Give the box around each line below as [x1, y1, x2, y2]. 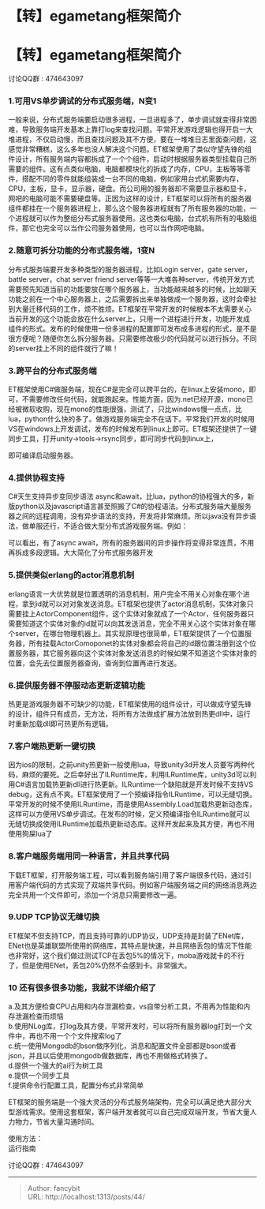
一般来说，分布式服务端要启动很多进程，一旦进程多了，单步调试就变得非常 [8, 115, 250, 125]
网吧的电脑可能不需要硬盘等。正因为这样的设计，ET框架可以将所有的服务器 [8, 194, 252, 204]
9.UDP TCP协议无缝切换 [8, 911, 100, 923]
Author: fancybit [27, 1184, 80, 1193]
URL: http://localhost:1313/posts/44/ [27, 1192, 146, 1202]
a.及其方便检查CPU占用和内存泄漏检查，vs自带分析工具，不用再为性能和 [8, 1001, 244, 1011]
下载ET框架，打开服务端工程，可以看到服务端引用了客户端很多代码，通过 [8, 870, 245, 880]
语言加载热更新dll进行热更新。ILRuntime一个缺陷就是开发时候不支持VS [24, 780, 254, 789]
